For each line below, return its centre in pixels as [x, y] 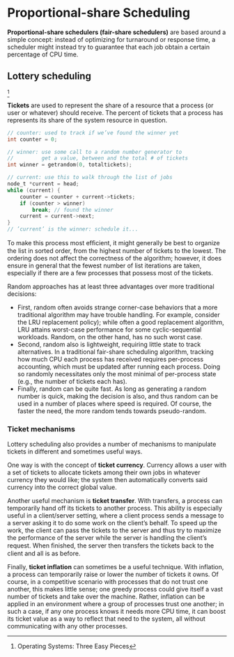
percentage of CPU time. [43, 54]
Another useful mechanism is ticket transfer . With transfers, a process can [115, 501]
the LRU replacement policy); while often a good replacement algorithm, [120, 322]
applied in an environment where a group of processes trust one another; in [116, 604]
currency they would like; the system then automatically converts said [107, 480]
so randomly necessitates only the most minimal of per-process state [117, 374]
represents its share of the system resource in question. [87, 120]
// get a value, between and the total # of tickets [98, 158]
